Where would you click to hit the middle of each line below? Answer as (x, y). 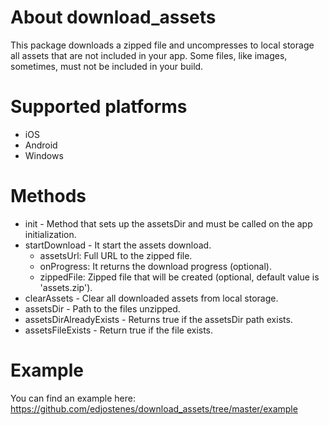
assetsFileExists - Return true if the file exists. (119, 330)
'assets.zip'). (66, 287)
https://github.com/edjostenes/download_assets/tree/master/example (154, 408)
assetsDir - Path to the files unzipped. (102, 308)
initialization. (50, 234)
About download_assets (113, 17)
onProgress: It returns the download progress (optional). (155, 266)
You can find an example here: (73, 398)
